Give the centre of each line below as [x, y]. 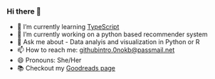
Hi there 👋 [24, 11]
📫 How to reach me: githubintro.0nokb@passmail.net [96, 50]
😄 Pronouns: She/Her [49, 60]
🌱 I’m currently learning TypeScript [68, 27]
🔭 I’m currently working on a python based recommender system [112, 34]
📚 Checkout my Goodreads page [66, 68]
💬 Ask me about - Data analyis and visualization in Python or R [108, 42]
